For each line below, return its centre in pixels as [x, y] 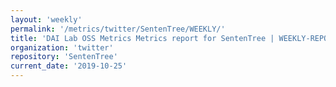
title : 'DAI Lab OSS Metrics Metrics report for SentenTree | [142, 38]
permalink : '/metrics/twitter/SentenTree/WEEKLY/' [118, 29]
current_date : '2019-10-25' [69, 66]
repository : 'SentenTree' [64, 57]
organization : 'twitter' [62, 47]
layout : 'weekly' [46, 19]
